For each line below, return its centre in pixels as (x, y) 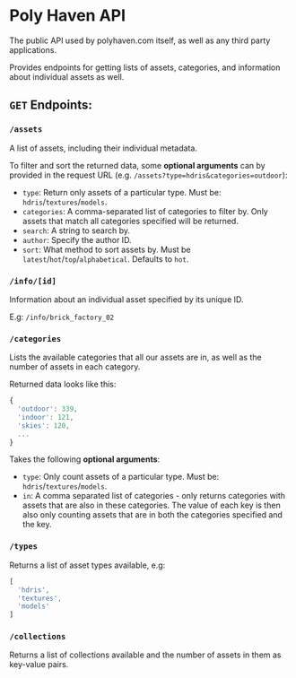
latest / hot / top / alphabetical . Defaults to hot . (105, 259)
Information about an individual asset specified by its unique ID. (126, 299)
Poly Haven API (68, 16)
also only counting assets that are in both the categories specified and (152, 515)
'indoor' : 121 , (46, 417)
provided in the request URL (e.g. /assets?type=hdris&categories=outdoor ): (148, 175)
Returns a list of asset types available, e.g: (87, 565)
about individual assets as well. (67, 76)
